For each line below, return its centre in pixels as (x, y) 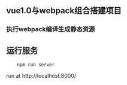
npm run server (36, 65)
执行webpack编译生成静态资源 (51, 29)
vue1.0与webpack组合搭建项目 (64, 11)
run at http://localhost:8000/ (41, 76)
